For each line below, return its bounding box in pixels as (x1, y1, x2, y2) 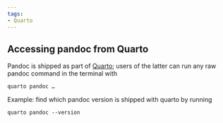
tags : (7, 10, 23, 18)
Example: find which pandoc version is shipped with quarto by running (7, 95, 212, 104)
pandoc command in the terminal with (7, 69, 118, 78)
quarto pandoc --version (7, 109, 80, 117)
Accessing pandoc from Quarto (7, 43, 149, 55)
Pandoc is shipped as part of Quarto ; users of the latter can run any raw (7, 61, 217, 71)
